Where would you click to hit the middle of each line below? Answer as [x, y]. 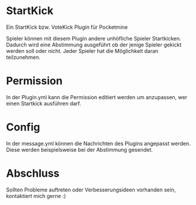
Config [23, 127]
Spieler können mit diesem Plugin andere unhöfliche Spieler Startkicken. [94, 38]
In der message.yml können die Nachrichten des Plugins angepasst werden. [98, 143]
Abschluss [33, 173]
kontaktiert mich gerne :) [36, 196]
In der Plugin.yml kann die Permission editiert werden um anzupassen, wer [97, 97]
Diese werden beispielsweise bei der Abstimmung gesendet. [79, 149]
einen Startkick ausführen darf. [44, 103]
